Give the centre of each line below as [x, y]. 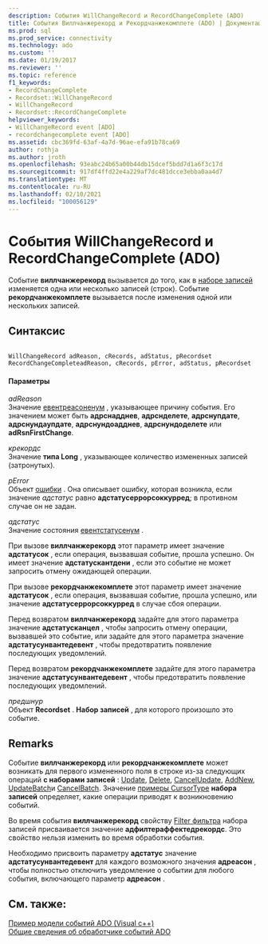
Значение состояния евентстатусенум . [76, 530]
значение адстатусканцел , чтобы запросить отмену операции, [118, 628]
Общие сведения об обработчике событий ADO [90, 932]
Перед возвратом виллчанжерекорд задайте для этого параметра [124, 619]
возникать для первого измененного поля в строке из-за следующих [127, 771]
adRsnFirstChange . [41, 433]
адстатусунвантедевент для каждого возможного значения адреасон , [132, 862]
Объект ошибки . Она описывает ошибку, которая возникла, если [120, 490]
